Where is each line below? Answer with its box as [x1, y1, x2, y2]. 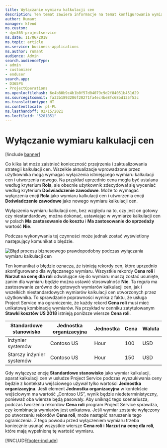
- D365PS [5, 81, 23, 86]
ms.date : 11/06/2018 [5, 35, 48, 40]
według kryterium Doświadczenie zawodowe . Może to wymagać [5, 187, 139, 193]
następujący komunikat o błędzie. [5, 238, 74, 244]
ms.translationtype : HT [5, 100, 55, 105]
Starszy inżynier [7, 351, 46, 358]
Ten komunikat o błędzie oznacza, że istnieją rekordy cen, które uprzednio [5, 263, 158, 269]
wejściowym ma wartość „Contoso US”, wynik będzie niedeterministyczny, [5, 391, 158, 397]
